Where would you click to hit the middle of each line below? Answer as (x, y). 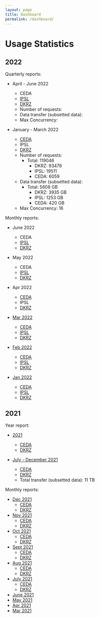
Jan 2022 (22, 377)
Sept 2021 (23, 547)
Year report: (17, 425)
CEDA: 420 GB (50, 203)
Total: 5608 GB (42, 187)
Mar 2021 (22, 611)
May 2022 (23, 258)
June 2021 (23, 595)
